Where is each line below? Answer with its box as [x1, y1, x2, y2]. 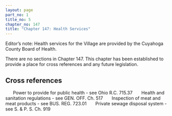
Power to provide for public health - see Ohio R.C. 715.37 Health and [12, 89, 165, 96]
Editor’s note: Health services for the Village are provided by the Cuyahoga [5, 40, 163, 47]
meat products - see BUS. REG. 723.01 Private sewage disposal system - [5, 100, 167, 106]
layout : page [5, 7, 33, 13]
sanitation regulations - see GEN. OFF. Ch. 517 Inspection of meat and [5, 95, 161, 101]
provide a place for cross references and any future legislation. [5, 61, 139, 67]
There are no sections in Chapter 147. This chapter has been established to [5, 56, 164, 62]
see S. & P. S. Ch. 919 [5, 106, 51, 112]
